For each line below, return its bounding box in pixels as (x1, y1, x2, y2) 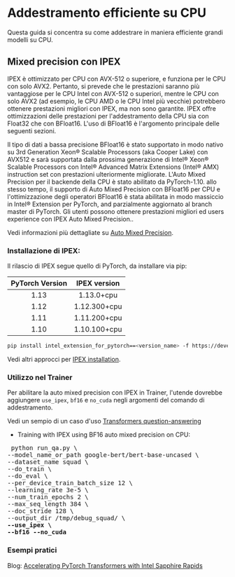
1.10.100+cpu (73, 325, 122, 334)
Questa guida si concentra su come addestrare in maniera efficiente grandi (7, 28, 224, 36)
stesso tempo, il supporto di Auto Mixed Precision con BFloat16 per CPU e (7, 184, 220, 194)
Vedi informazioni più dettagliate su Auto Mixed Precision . (7, 228, 173, 236)
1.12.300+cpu (73, 301, 122, 311)
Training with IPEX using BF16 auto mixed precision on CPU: (17, 430, 191, 439)
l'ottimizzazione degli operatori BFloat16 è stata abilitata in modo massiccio (7, 192, 224, 201)
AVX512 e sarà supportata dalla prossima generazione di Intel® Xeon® (7, 155, 209, 163)
